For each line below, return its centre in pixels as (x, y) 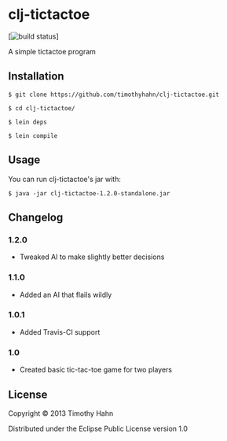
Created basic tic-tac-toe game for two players (96, 370)
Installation (36, 76)
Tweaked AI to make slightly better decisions (92, 257)
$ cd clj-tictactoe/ (42, 108)
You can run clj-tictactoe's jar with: (65, 179)
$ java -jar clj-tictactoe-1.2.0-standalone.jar (89, 193)
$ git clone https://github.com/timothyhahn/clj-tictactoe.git (114, 94)
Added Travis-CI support (60, 332)
